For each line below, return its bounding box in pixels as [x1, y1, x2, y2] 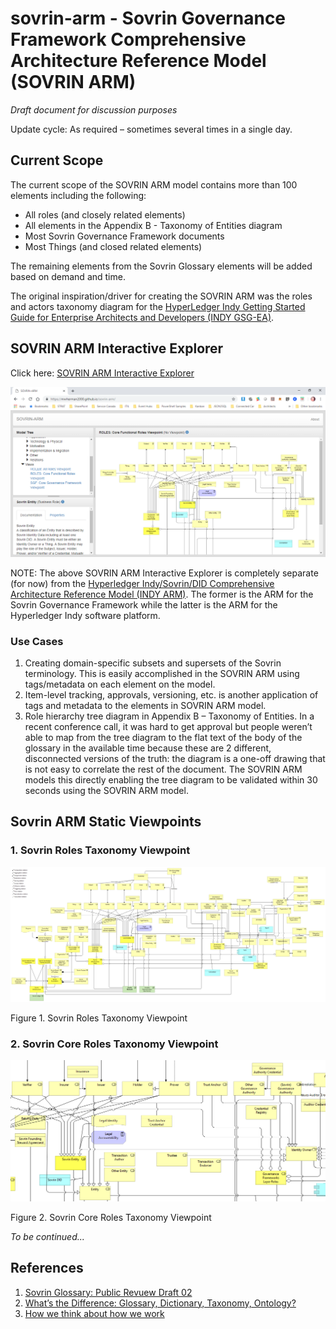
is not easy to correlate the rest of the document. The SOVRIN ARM [24, 763, 303, 776]
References [10, 1260, 84, 1277]
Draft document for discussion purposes [10, 103, 178, 116]
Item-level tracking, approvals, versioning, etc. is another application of [24, 689, 319, 701]
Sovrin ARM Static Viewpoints [10, 813, 202, 831]
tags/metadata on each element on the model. [24, 678, 216, 691]
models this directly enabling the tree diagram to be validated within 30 [24, 774, 318, 786]
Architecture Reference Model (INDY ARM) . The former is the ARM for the [10, 588, 314, 600]
